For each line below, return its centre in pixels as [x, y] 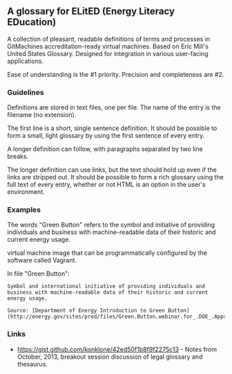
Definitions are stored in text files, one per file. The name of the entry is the [114, 107]
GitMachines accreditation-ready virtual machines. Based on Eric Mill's [108, 46]
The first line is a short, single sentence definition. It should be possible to [112, 128]
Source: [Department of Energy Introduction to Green [86, 311]
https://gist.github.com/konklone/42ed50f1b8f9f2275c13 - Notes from [117, 349]
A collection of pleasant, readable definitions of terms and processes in [109, 39]
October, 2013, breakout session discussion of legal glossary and [110, 357]
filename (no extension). [42, 115]
